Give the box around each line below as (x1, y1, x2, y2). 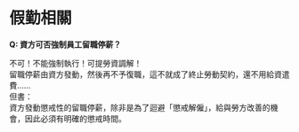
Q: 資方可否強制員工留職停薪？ (9, 39, 122, 50)
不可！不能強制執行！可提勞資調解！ (9, 58, 142, 68)
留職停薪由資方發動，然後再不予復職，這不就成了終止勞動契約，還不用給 (9, 68, 274, 80)
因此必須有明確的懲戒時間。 (24, 113, 126, 124)
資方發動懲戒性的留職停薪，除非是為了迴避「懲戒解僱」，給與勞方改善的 (9, 102, 271, 113)
